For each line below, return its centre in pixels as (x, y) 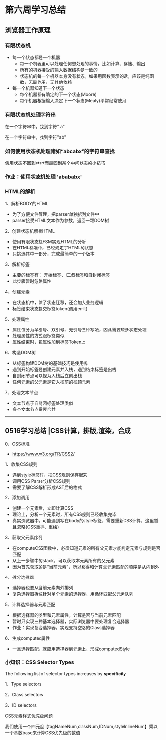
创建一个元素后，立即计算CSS (42, 508)
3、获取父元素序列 (24, 537)
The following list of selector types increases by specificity (66, 673)
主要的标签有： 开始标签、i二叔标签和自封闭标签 (61, 275)
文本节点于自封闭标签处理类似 (42, 403)
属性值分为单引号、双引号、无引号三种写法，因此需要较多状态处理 (79, 329)
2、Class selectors (24, 694)
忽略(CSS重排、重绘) (38, 527)
